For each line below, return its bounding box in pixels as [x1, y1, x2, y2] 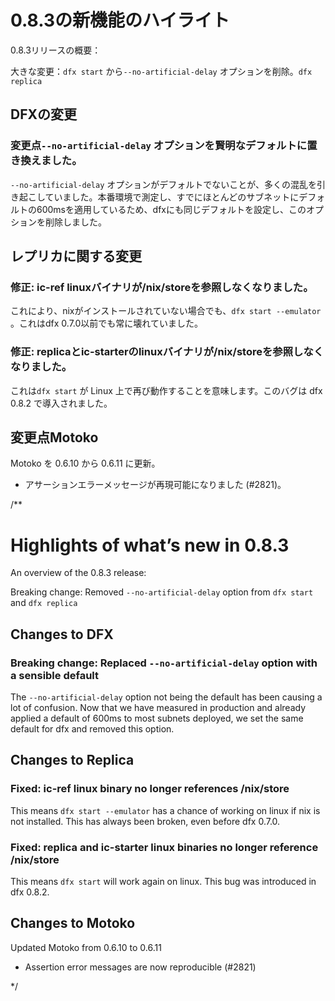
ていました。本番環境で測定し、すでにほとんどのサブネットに [44, 191, 300, 203]
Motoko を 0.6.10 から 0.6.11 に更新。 [10, 457, 161, 470]
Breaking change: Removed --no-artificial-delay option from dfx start [10, 586, 314, 598]
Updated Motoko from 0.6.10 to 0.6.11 [10, 941, 162, 953]
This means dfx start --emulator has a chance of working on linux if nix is [10, 804, 321, 816]
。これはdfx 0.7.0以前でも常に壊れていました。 [10, 317, 203, 330]
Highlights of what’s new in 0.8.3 [10, 534, 290, 556]
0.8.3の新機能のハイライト [10, 9, 230, 32]
